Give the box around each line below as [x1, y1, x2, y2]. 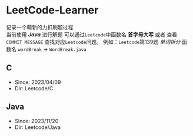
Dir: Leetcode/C [14, 84, 54, 91]
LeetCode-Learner [6, 4, 99, 17]
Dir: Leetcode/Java [14, 124, 61, 131]
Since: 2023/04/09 [14, 79, 61, 86]
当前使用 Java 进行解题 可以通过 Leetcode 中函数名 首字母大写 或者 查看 [6, 30, 178, 38]
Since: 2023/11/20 [14, 117, 59, 124]
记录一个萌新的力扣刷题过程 [6, 23, 74, 30]
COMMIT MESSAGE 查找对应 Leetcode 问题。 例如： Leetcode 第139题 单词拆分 [6, 38, 181, 45]
